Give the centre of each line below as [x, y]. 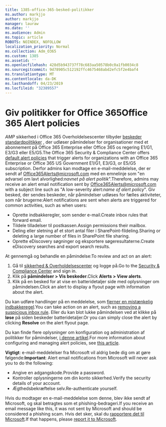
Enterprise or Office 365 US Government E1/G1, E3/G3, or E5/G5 [71, 163]
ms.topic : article [24, 38]
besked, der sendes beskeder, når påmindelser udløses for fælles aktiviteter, [83, 195]
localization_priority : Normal [37, 47]
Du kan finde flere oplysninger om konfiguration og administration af [75, 332]
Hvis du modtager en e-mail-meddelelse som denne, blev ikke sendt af [78, 398]
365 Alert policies [43, 123]
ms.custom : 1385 [22, 56]
